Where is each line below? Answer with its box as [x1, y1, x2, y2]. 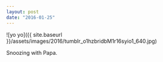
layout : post [6, 8, 39, 15]
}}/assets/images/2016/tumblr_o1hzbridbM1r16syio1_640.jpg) [6, 37, 157, 45]
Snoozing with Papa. [6, 49, 57, 56]
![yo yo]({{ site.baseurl [6, 31, 62, 38]
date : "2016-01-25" [6, 14, 56, 20]
